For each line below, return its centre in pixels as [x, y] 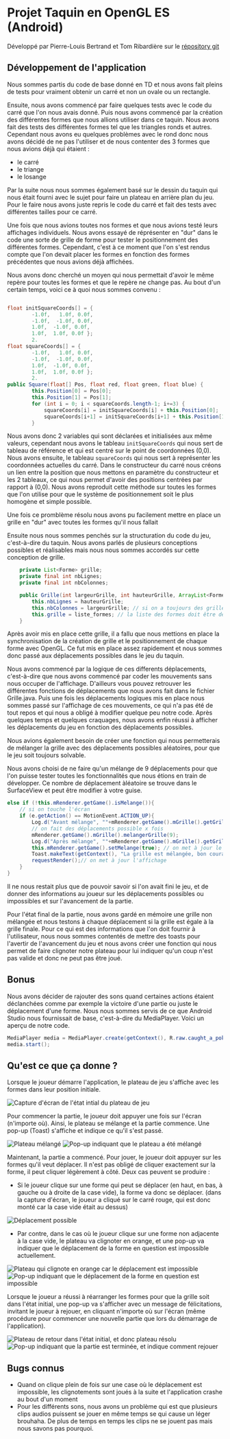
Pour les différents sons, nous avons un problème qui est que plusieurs [117, 1407]
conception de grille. [36, 557]
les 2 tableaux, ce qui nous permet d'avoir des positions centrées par [105, 480]
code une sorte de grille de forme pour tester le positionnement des [103, 240]
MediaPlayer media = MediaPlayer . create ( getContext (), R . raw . [98, 1038]
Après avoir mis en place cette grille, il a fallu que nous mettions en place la [113, 634]
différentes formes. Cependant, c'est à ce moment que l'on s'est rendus [108, 247]
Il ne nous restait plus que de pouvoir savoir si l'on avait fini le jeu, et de [108, 886]
